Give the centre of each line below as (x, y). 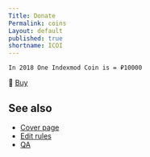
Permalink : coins (37, 23)
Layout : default (35, 31)
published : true (35, 38)
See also (30, 108)
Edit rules (36, 136)
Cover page (40, 127)
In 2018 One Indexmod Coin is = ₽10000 (75, 68)
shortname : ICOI (35, 46)
